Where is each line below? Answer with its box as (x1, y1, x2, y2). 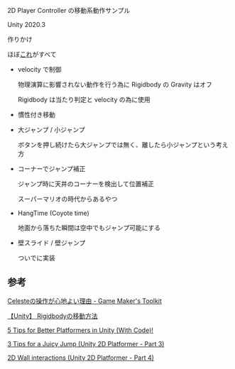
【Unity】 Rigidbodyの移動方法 (7, 312, 98, 320)
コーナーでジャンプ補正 (17, 165, 86, 172)
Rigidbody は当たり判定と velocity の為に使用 (17, 95, 151, 104)
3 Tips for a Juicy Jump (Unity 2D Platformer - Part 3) (7, 339, 165, 348)
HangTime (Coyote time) (17, 209, 90, 217)
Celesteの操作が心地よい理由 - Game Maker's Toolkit (7, 297, 162, 305)
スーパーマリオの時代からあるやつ (17, 194, 118, 203)
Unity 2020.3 (7, 21, 46, 28)
